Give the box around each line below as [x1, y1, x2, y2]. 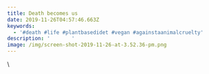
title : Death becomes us [7, 10, 78, 17]
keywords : [7, 22, 36, 29]
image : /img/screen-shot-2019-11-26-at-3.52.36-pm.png [7, 41, 167, 48]
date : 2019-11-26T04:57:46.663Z [7, 16, 99, 23]
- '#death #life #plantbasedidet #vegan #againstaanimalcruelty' [13, 29, 204, 36]
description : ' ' [7, 35, 75, 42]
